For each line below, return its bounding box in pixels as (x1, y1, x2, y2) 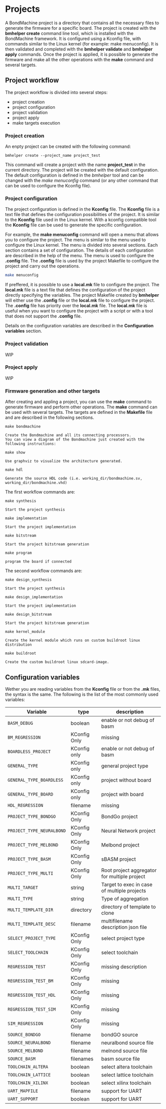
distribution (5, 642, 32, 647)
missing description (101, 963, 147, 970)
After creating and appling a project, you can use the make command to (5, 399, 152, 405)
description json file (101, 924, 147, 931)
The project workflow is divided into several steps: (5, 89, 108, 95)
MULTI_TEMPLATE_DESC (7, 921, 56, 927)
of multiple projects (101, 887, 147, 894)
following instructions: (5, 442, 56, 446)
